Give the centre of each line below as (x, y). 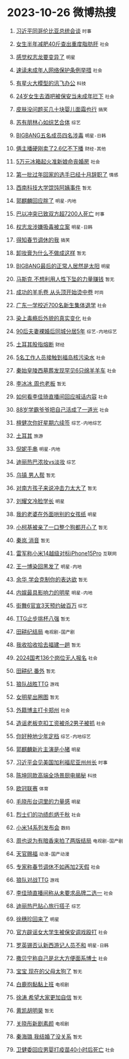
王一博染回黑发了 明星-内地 (49, 566)
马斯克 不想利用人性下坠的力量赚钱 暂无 (65, 279)
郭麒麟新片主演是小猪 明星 (48, 749)
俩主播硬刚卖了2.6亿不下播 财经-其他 (61, 148)
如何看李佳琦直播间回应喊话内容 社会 (62, 396)
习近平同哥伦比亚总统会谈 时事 (53, 31)
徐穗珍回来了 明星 (37, 919)
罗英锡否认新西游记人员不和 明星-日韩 (62, 945)
